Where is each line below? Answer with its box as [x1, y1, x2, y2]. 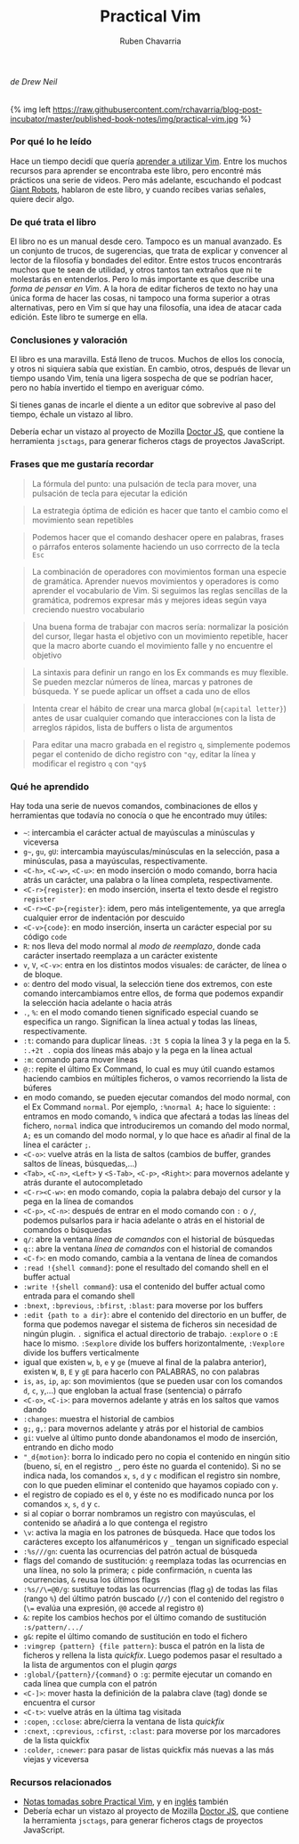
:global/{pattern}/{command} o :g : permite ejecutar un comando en [22, 1669, 272, 1679]
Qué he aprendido [10, 780, 90, 793]
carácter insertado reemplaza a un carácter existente [22, 950, 218, 961]
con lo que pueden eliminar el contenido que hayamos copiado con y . [22, 1480, 279, 1491]
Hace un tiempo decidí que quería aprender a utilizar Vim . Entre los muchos [10, 156, 287, 166]
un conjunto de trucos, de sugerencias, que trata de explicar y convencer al [10, 246, 288, 256]
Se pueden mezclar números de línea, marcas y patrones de [31, 676, 254, 687]
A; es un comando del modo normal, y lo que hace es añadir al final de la [22, 1130, 291, 1141]
